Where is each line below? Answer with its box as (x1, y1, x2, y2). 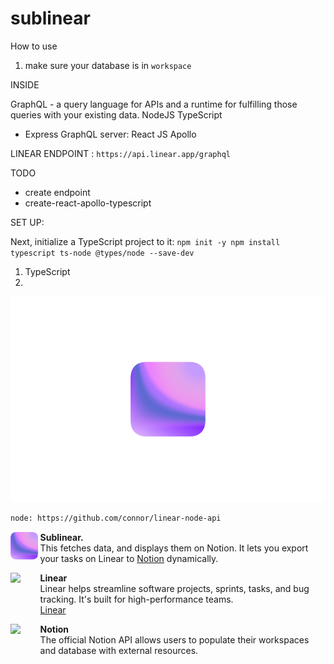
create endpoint (24, 186, 91, 198)
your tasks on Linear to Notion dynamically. (39, 553, 219, 565)
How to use (10, 40, 58, 52)
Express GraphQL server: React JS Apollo (24, 128, 197, 140)
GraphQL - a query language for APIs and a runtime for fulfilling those (10, 98, 298, 110)
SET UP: (10, 216, 45, 228)
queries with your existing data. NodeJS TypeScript (10, 108, 223, 121)
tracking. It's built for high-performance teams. (39, 593, 234, 606)
